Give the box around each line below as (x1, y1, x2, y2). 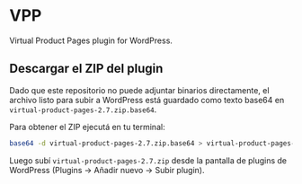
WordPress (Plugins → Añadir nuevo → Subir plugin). (9, 164, 205, 175)
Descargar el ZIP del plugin (9, 61, 164, 76)
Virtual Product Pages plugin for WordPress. (9, 35, 173, 46)
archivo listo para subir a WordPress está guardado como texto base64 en (9, 94, 285, 105)
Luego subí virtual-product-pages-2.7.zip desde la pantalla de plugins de (9, 154, 288, 166)
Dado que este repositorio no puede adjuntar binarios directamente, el (9, 84, 270, 95)
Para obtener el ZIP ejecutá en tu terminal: (9, 121, 165, 132)
